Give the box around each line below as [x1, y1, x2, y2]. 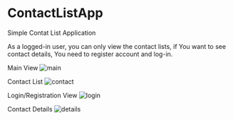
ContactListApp [7, 5, 103, 21]
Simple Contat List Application [7, 28, 96, 37]
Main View [7, 63, 38, 72]
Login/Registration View [7, 91, 78, 99]
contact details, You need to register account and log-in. [7, 50, 173, 58]
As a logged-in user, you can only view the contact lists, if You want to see [7, 42, 227, 50]
